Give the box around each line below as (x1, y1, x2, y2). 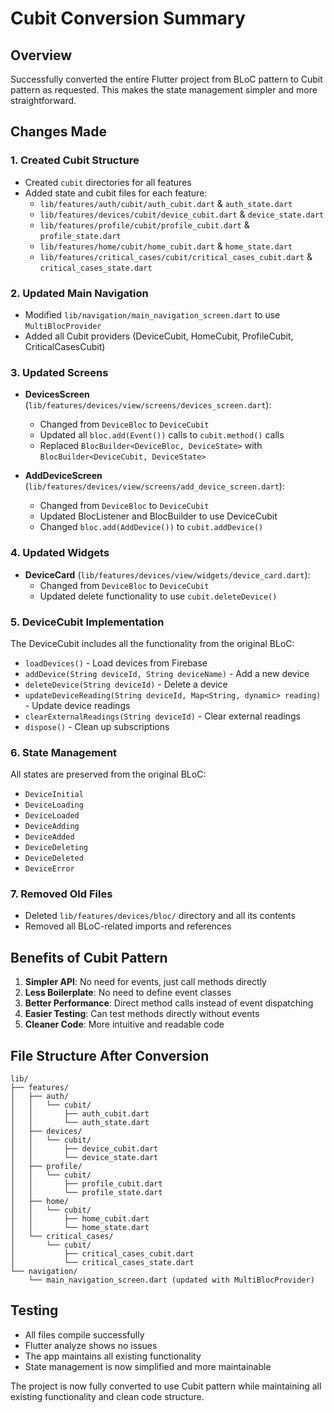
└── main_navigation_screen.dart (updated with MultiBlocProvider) (28, 1275, 315, 1286)
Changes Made (10, 123, 107, 141)
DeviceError (24, 864, 75, 874)
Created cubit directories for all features (24, 176, 192, 188)
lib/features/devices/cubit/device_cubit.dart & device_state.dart (39, 208, 325, 220)
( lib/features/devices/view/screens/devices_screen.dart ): (24, 399, 272, 411)
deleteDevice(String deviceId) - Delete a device (24, 678, 228, 690)
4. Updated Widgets (10, 546, 110, 560)
